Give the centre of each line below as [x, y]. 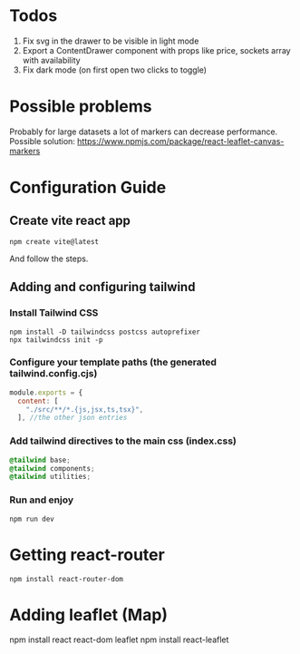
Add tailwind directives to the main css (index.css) [123, 441]
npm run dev [32, 519]
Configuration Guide [88, 188]
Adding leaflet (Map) [89, 615]
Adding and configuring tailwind [102, 287]
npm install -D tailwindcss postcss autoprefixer [105, 332]
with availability [51, 60]
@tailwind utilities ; [50, 477]
